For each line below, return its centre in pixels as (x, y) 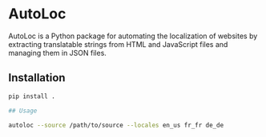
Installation (37, 78)
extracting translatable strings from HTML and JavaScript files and (118, 44)
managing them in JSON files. (57, 53)
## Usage (23, 111)
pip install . (32, 96)
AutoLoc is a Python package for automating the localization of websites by (133, 36)
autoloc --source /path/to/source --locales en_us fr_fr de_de (116, 125)
